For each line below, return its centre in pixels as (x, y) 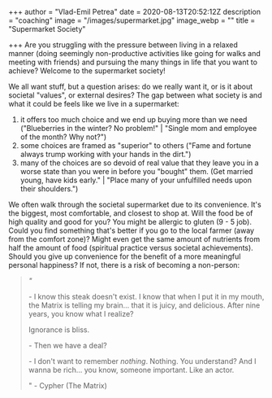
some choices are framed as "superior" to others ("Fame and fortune (136, 145)
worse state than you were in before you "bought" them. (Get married (136, 171)
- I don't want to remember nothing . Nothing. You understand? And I (142, 361)
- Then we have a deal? (67, 346)
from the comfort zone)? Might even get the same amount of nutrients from (134, 239)
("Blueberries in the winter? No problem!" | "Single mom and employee (138, 128)
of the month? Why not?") (63, 137)
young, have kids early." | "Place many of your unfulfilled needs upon (136, 180)
